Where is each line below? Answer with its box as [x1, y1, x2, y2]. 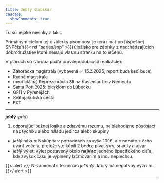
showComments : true [10, 16, 50, 21]
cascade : [5, 12, 23, 17]
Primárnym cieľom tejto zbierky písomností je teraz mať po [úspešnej [5, 39, 144, 45]
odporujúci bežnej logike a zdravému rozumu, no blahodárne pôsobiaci [12, 123, 155, 129]
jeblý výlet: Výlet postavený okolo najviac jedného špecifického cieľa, [12, 148, 153, 154]
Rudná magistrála [12, 74, 48, 80]
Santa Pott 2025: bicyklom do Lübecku [12, 84, 91, 90]
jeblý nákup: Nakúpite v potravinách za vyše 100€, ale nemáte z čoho [12, 138, 152, 144]
